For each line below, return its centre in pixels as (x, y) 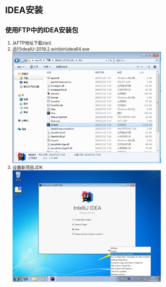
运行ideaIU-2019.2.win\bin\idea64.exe (51, 49)
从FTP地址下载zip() (32, 43)
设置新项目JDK (27, 168)
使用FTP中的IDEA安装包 (42, 30)
